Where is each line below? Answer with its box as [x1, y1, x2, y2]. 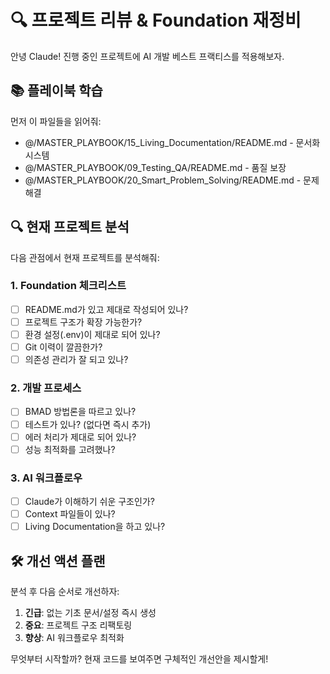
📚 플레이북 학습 [10, 82, 103, 100]
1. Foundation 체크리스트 [10, 279, 127, 293]
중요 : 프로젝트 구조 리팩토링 [24, 619, 133, 631]
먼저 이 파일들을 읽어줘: [10, 115, 102, 127]
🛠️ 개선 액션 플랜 [10, 552, 106, 570]
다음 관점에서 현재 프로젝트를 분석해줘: [10, 251, 160, 263]
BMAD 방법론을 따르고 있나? [24, 406, 137, 418]
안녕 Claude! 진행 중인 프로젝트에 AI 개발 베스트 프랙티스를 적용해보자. [10, 50, 285, 62]
